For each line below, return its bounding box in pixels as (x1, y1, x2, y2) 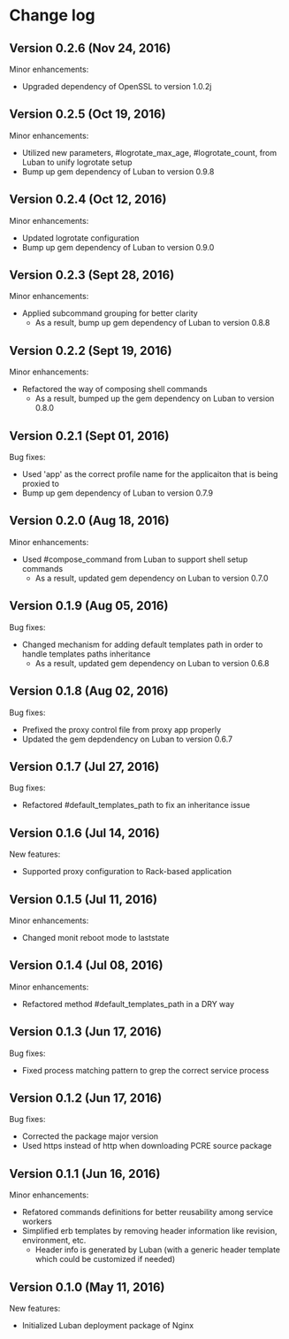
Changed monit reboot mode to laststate (21, 932, 170, 943)
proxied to (21, 479, 60, 489)
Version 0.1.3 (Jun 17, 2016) (9, 1024, 162, 1040)
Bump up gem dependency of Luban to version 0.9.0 (21, 242, 215, 252)
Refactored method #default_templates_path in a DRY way (21, 998, 235, 1009)
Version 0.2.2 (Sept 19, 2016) (9, 342, 172, 358)
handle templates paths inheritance (21, 648, 151, 659)
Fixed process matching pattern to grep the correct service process (21, 1065, 270, 1075)
